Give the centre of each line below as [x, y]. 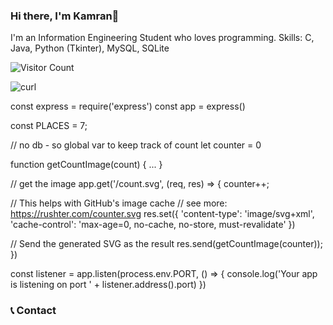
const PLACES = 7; [49, 126]
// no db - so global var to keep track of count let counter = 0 [136, 145]
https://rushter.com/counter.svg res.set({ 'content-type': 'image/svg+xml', [162, 214]
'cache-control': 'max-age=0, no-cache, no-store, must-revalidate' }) [153, 225]
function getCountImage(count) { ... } [86, 165]
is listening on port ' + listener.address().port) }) [108, 285]
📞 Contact [33, 311]
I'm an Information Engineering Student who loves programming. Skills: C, [162, 38]
